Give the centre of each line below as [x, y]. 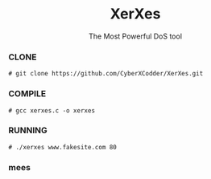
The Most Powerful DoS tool [135, 36]
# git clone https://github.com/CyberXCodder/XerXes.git [106, 74]
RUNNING [28, 131]
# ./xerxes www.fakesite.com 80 [62, 147]
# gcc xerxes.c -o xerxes [52, 110]
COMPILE [27, 94]
